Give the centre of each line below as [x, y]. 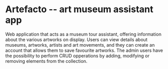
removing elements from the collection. [46, 61]
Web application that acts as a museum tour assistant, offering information [83, 34]
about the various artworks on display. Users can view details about [76, 40]
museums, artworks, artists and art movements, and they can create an [80, 45]
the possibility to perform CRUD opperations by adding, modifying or [77, 56]
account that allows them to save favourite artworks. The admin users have [84, 50]
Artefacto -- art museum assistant [79, 9]
